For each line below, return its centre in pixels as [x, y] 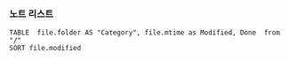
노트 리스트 [32, 13]
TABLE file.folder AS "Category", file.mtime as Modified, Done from [144, 33]
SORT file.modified [45, 49]
